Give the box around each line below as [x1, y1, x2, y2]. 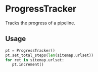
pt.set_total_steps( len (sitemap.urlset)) [5, 53, 94, 58]
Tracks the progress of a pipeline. [5, 20, 76, 26]
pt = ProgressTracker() [5, 48, 56, 53]
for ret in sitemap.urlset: [5, 57, 65, 62]
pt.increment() [12, 62, 44, 67]
